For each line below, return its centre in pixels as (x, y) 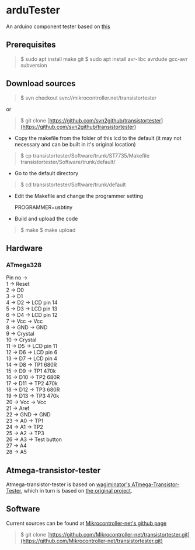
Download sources (41, 83)
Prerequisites (31, 45)
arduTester (33, 10)
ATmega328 (24, 265)
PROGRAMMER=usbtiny (43, 207)
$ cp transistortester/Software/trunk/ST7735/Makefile (85, 155)
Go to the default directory (46, 173)
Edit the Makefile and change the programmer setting (79, 196)
